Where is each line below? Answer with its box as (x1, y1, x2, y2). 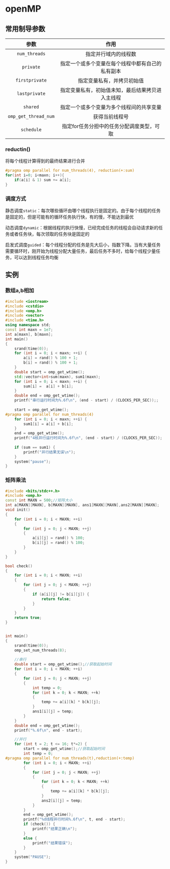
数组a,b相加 (5, 287, 34, 294)
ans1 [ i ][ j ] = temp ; (32, 709, 73, 714)
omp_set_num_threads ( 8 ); (14, 648, 67, 653)
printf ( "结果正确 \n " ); (32, 826, 77, 832)
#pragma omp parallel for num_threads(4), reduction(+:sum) (5, 168, 135, 173)
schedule (20, 127, 42, 132)
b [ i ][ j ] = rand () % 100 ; (32, 540, 85, 545)
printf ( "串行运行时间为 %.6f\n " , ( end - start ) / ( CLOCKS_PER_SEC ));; (14, 398, 159, 403)
